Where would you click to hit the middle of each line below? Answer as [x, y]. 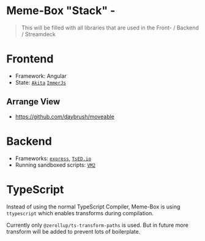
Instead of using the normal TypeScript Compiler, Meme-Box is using [93, 207]
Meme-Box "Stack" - [61, 11]
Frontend [30, 59]
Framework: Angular [41, 76]
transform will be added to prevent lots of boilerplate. [73, 231]
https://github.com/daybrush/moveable [65, 117]
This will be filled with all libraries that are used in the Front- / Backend [110, 28]
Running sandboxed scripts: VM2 [55, 165]
